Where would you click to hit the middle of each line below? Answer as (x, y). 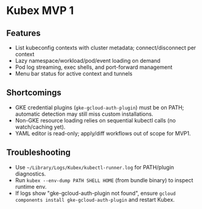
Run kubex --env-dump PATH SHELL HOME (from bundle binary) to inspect (104, 180)
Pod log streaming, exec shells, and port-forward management (94, 67)
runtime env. (31, 186)
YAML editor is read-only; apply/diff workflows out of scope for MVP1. (103, 133)
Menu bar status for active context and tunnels (74, 73)
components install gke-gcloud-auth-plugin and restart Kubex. (95, 199)
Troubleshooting (39, 153)
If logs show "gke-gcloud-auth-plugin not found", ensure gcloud (95, 193)
